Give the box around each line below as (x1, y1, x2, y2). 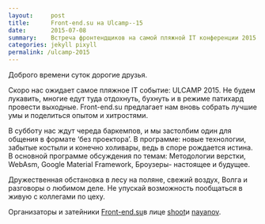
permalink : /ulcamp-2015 (8, 48, 90, 56)
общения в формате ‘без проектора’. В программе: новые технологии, (8, 135, 247, 143)
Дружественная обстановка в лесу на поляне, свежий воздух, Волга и (8, 175, 248, 184)
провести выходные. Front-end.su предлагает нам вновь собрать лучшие (8, 102, 257, 112)
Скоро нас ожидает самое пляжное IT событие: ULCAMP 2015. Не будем (8, 85, 256, 95)
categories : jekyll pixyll (8, 41, 97, 49)
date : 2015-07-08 (8, 26, 87, 34)
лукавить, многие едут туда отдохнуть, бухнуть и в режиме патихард (8, 94, 244, 103)
